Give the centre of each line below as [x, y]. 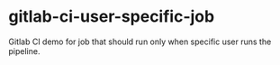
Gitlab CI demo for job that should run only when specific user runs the [140, 42]
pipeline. [24, 51]
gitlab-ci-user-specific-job [112, 17]
